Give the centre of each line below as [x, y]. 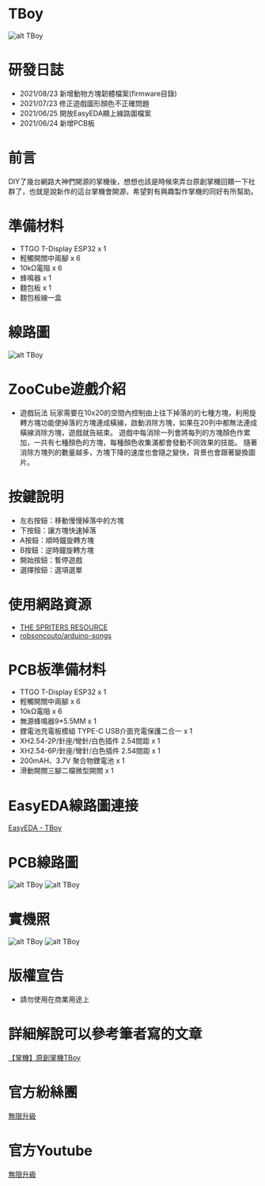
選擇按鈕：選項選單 [51, 569]
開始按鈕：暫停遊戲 [51, 560]
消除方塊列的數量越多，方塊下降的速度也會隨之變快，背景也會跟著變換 [134, 452]
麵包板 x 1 [36, 287]
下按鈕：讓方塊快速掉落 [58, 530]
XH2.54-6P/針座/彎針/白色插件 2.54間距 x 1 [90, 751]
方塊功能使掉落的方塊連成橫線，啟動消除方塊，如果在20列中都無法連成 [142, 422]
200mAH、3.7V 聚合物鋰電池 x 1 [72, 761]
